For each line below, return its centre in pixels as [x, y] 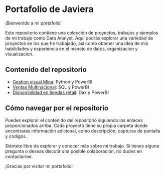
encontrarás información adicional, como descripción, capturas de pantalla [83, 130]
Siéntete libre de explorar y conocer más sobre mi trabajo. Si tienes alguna [82, 145]
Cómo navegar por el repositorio [57, 108]
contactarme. [19, 156]
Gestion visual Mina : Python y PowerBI [52, 81]
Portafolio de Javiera [49, 9]
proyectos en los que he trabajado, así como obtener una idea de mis [77, 43]
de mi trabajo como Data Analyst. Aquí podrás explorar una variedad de [79, 38]
